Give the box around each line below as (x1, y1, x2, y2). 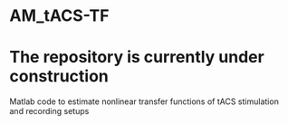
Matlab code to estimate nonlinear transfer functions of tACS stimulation (9, 96, 279, 107)
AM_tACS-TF (9, 5, 110, 26)
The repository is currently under (9, 47, 264, 68)
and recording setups (9, 106, 90, 117)
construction (9, 66, 109, 87)
